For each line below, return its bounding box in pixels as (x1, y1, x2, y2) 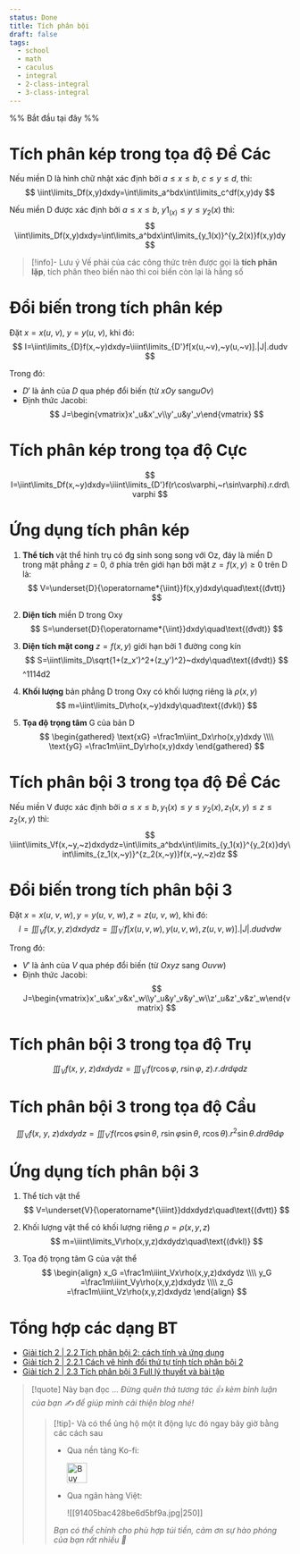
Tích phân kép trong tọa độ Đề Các (9, 144, 271, 164)
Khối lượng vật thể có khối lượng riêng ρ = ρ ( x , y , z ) (21, 1222, 211, 1233)
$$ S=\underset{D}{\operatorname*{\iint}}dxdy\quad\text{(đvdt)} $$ (29, 623, 284, 635)
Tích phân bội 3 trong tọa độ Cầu (9, 1097, 257, 1118)
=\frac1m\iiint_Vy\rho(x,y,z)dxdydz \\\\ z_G (79, 1277, 234, 1288)
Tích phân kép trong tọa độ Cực (9, 440, 248, 460)
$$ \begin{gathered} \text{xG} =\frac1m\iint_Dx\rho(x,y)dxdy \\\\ (39, 731, 274, 742)
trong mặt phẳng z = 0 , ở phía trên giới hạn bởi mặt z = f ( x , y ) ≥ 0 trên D (21, 560, 287, 570)
